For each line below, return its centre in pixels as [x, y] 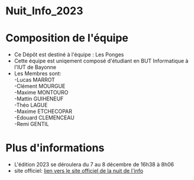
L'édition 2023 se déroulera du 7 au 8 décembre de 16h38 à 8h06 [94, 165]
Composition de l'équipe [67, 38]
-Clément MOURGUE [40, 86]
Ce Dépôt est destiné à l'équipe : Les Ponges [69, 55]
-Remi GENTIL [31, 124]
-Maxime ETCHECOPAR [43, 112]
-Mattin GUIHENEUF [39, 99]
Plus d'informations [55, 148]
